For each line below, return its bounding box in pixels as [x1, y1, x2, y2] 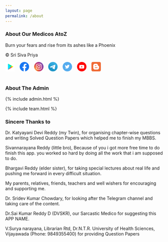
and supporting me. [5, 186, 46, 192]
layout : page [5, 8, 33, 13]
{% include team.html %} [5, 106, 57, 112]
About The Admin [5, 85, 49, 92]
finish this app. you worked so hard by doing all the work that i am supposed [5, 150, 163, 156]
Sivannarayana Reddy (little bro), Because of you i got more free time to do [5, 145, 160, 151]
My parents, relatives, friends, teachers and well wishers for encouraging [5, 180, 156, 186]
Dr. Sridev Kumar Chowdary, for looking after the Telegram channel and [5, 195, 153, 201]
